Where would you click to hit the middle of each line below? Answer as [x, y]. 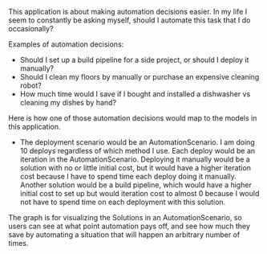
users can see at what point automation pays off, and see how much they [129, 226]
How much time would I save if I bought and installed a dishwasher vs [135, 94]
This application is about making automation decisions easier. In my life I [128, 12]
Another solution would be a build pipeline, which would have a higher [136, 185]
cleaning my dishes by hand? [68, 102]
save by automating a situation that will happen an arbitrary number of [124, 235]
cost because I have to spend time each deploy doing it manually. [128, 176]
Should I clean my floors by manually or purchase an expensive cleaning [140, 77]
